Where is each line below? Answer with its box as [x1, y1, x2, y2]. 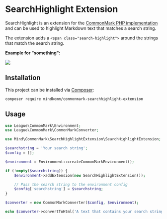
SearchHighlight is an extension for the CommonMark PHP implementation [5, 20, 158, 26]
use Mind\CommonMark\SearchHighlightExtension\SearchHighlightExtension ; [5, 137, 162, 142]
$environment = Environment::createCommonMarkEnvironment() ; [5, 159, 135, 164]
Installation [5, 74, 41, 82]
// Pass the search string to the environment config [14, 182, 128, 187]
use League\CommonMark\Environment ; [5, 123, 81, 128]
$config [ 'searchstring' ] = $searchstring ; [14, 187, 103, 192]
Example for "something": [5, 50, 61, 56]
